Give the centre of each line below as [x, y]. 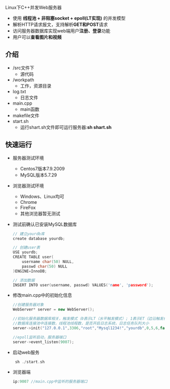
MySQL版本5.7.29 [38, 175]
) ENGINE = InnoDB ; [30, 271]
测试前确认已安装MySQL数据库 [45, 224]
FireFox [28, 207]
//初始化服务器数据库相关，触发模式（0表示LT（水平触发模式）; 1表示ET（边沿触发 [88, 319]
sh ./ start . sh [30, 362]
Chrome [28, 202]
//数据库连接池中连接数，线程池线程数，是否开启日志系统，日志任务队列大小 [81, 323]
